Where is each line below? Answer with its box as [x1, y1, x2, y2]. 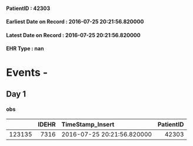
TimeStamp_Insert [61, 121, 115, 129]
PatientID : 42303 [6, 5, 51, 12]
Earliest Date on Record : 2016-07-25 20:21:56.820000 [6, 18, 144, 25]
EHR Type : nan [6, 45, 44, 52]
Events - [6, 65, 48, 79]
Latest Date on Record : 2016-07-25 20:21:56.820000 [6, 31, 141, 38]
